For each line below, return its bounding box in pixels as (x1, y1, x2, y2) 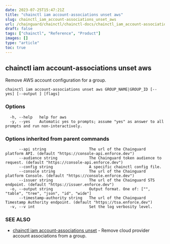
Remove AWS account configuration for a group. (5, 77, 106, 84)
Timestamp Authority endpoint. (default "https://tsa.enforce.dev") (5, 200, 153, 205)
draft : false (5, 26, 33, 31)
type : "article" (5, 40, 39, 46)
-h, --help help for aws (10, 114, 67, 119)
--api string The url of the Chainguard (18, 147, 146, 152)
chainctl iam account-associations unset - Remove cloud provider (12, 227, 150, 233)
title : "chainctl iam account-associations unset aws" (5, 12, 123, 17)
